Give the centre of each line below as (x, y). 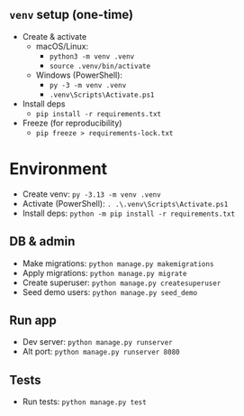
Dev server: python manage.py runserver (97, 342)
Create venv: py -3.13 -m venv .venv (91, 194)
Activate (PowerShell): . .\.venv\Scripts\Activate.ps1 (125, 203)
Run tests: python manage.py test (84, 402)
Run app (33, 320)
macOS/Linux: (62, 46)
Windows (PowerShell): (79, 75)
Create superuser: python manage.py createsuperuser (122, 282)
